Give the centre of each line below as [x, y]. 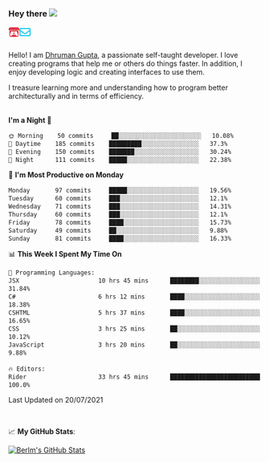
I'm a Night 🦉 [30, 120]
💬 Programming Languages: [51, 273]
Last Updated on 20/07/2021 [56, 400]
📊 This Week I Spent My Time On [65, 254]
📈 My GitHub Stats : [42, 432]
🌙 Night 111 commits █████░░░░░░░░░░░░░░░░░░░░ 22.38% [120, 160]
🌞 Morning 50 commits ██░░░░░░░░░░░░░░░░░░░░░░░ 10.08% [121, 136]
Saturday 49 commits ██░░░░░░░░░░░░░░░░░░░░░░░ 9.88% [118, 231]
